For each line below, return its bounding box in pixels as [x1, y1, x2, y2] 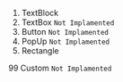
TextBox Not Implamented [21, 17, 115, 28]
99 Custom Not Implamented [8, 62, 112, 73]
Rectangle [21, 45, 59, 56]
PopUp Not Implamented [21, 36, 110, 46]
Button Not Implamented [21, 27, 110, 37]
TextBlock [21, 8, 59, 18]
